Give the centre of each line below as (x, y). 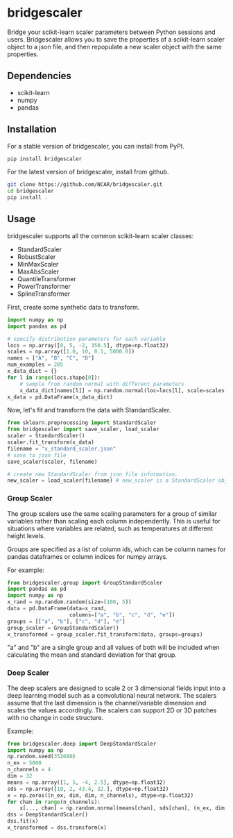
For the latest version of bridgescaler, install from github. (88, 172)
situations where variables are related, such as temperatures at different (110, 528)
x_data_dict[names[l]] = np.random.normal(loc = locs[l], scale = (113, 390)
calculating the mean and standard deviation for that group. (92, 655)
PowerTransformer (44, 286)
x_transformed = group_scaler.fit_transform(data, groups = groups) (105, 634)
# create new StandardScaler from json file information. (93, 474)
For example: (26, 570)
